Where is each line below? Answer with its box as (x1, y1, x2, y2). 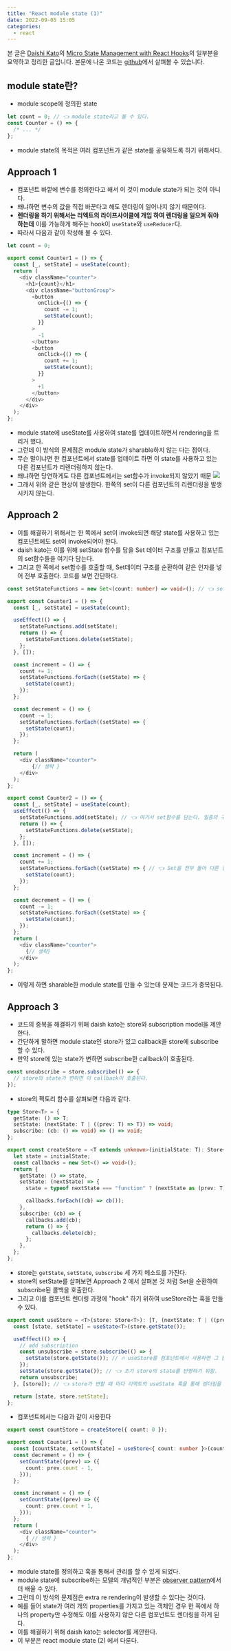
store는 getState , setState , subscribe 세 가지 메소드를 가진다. (16, 1268, 187, 1276)
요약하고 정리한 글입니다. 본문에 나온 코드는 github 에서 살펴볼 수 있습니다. (7, 58, 205, 66)
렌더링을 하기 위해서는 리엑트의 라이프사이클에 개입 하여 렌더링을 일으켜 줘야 (16, 211, 219, 219)
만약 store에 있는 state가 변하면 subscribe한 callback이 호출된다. (16, 1055, 195, 1062)
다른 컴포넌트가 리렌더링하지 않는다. (16, 463, 113, 471)
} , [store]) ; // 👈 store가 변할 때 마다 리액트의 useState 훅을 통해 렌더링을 (13, 1381, 221, 1387)
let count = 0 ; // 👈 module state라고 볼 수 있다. (7, 113, 150, 121)
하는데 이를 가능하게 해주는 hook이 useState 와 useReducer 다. (16, 220, 182, 228)
